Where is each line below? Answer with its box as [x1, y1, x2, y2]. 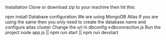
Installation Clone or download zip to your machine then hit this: [5, 4, 136, 10]
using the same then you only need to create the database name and [5, 19, 146, 25]
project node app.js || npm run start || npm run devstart [5, 30, 118, 35]
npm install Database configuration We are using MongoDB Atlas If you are [5, 14, 158, 19]
